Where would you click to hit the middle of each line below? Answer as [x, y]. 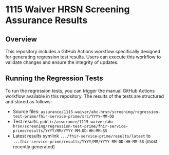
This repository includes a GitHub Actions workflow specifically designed [83, 51]
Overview [21, 39]
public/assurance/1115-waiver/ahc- [78, 122]
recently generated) [34, 146]
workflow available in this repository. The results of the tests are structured [85, 96]
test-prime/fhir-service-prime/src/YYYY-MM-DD [63, 116]
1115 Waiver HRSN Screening [68, 9]
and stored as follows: [29, 101]
